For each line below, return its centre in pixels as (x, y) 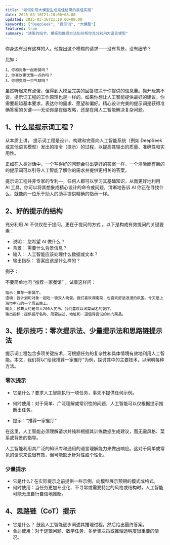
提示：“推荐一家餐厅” (35, 420)
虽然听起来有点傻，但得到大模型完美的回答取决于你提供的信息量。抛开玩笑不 (85, 91)
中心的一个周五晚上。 (31, 303)
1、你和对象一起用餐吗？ (27, 70)
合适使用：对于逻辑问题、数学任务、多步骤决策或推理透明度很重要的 (83, 531)
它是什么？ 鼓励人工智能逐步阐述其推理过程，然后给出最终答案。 (80, 524)
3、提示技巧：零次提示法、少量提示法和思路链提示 (84, 331)
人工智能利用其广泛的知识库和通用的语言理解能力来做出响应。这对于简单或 (83, 448)
